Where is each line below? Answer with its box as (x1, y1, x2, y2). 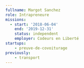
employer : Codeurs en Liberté (14, 36, 79, 41)
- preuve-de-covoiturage (14, 46, 68, 51)
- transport (14, 55, 40, 60)
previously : (5, 50, 31, 55)
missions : (5, 17, 27, 22)
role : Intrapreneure (5, 12, 50, 17)
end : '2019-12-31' (14, 27, 54, 32)
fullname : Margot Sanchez (5, 7, 60, 13)
